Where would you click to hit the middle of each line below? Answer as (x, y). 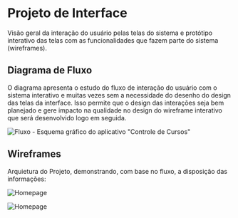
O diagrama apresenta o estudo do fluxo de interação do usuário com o (112, 88)
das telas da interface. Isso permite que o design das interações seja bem (116, 103)
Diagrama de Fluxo (50, 70)
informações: (27, 179)
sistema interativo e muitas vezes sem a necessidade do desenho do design (119, 95)
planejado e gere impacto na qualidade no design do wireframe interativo (115, 110)
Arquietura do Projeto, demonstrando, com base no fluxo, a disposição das (118, 171)
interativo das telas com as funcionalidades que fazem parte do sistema (113, 40)
